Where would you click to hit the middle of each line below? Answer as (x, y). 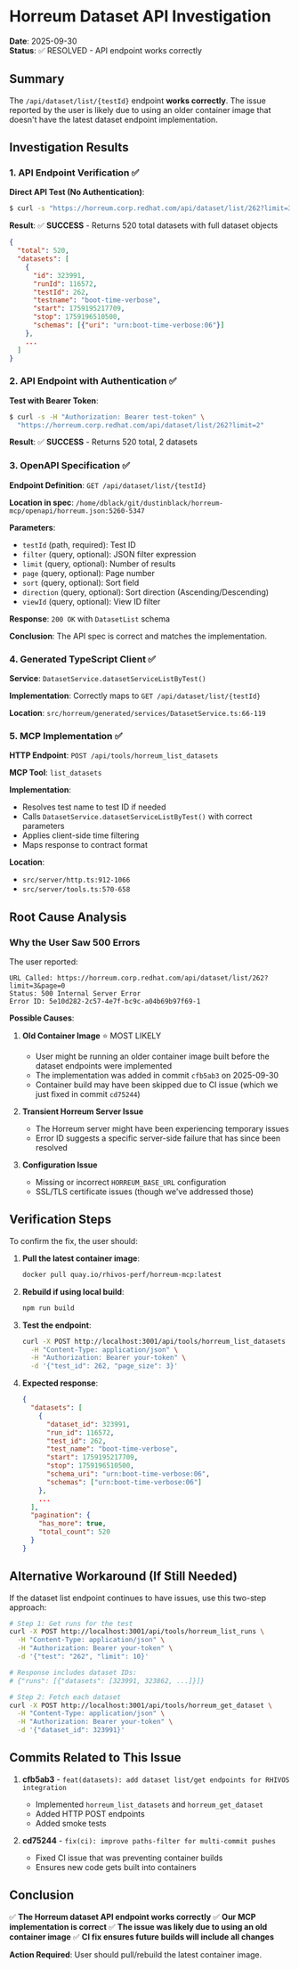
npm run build (48, 1308)
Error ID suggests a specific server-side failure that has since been (158, 1138)
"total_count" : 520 (75, 1532)
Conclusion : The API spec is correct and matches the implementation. (138, 636)
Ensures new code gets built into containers (116, 1867)
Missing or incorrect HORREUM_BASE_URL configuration (131, 1183)
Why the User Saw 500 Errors (75, 942)
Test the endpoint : (57, 1325)
